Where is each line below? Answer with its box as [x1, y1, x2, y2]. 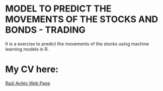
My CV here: [5, 63, 59, 75]
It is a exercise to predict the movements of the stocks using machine [5, 40, 149, 46]
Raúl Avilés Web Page [5, 80, 50, 86]
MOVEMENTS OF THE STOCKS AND [5, 13, 158, 25]
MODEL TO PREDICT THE [5, 3, 112, 14]
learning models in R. [5, 46, 49, 52]
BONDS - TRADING [5, 24, 86, 35]
